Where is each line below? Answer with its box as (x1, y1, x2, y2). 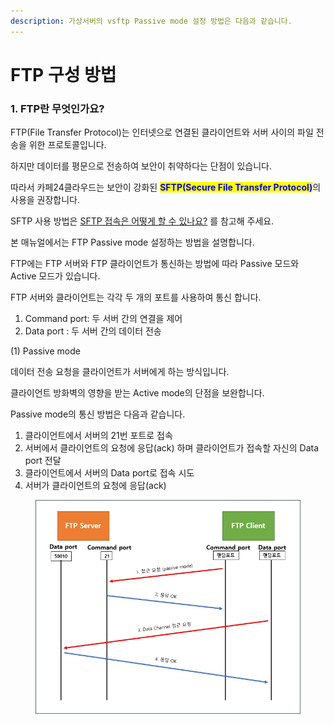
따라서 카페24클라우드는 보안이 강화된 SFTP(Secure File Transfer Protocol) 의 (10, 181, 322, 194)
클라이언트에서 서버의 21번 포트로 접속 (24, 430, 173, 442)
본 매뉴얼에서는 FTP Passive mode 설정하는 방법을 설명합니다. (10, 236, 255, 249)
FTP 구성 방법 (10, 63, 117, 86)
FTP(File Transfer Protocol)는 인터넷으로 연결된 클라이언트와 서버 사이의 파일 (10, 126, 314, 139)
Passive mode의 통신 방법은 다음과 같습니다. (10, 408, 186, 420)
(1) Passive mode (10, 345, 81, 357)
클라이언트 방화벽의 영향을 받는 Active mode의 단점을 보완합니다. (10, 387, 265, 399)
